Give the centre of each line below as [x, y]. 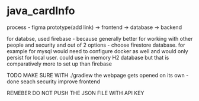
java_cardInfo [41, 11]
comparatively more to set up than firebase [59, 64]
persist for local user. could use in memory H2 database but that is [88, 57]
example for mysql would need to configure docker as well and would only [97, 51]
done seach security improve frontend [53, 82]
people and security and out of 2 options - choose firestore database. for [96, 45]
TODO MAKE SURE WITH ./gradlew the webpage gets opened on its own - [98, 75]
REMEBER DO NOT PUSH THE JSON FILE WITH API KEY [76, 93]
